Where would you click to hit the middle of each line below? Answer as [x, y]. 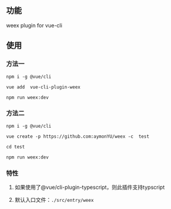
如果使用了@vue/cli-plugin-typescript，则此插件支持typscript [90, 187]
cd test [16, 147]
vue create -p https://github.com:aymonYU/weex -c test [78, 136]
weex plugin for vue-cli [34, 25]
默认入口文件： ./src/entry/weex [54, 200]
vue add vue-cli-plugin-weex [43, 87]
